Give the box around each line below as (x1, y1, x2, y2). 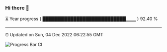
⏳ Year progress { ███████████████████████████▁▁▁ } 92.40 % (5, 16, 158, 22)
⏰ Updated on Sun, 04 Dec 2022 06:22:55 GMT (5, 32, 103, 38)
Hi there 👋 (5, 4, 30, 11)
